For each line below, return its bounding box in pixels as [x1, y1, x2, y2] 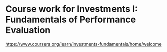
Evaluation [5, 25, 51, 36]
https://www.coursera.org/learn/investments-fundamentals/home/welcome [5, 41, 162, 47]
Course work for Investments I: [5, 3, 138, 15]
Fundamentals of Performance [5, 14, 136, 25]
